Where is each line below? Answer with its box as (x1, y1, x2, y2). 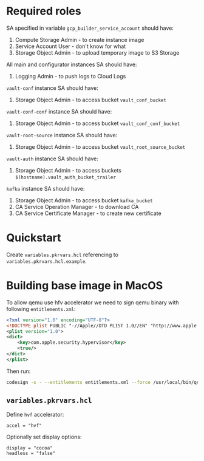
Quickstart (6, 231, 62, 245)
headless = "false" (6, 450, 56, 456)
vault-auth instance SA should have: (6, 155, 99, 162)
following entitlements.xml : (6, 305, 76, 312)
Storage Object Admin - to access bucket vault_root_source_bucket (15, 143, 186, 150)
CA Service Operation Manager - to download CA (15, 203, 139, 210)
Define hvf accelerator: (6, 411, 64, 418)
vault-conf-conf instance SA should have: (6, 108, 112, 115)
